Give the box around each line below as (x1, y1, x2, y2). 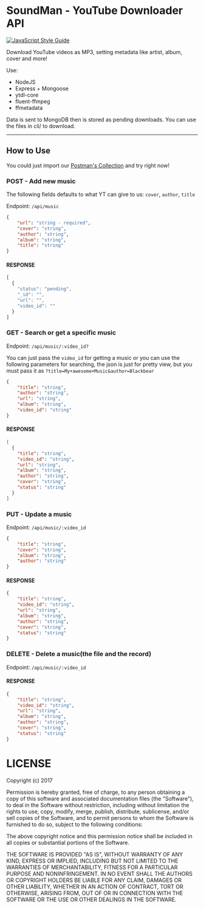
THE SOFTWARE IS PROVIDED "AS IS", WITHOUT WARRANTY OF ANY (6, 850, 183, 858)
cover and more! (6, 55, 47, 62)
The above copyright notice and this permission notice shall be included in (6, 832, 192, 839)
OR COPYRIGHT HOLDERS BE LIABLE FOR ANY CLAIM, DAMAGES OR (6, 876, 182, 884)
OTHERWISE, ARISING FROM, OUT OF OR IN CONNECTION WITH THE (6, 889, 183, 896)
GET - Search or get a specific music (6, 328, 117, 337)
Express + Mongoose (15, 84, 69, 92)
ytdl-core (15, 91, 39, 98)
